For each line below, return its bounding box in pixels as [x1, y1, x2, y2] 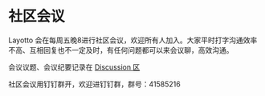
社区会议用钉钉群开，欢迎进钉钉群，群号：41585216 [8, 79, 181, 89]
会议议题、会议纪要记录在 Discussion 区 [8, 62, 141, 72]
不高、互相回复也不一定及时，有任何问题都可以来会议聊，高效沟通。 [8, 45, 234, 54]
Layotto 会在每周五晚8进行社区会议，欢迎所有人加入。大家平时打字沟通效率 [8, 35, 258, 45]
